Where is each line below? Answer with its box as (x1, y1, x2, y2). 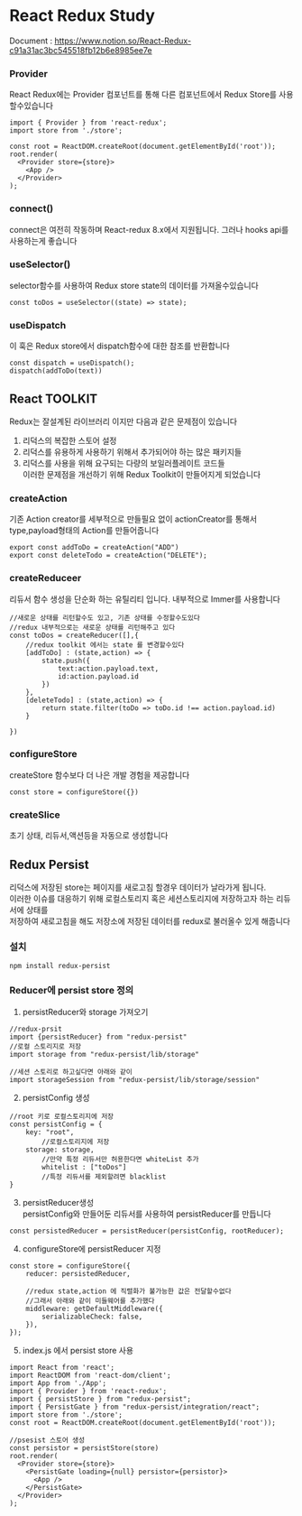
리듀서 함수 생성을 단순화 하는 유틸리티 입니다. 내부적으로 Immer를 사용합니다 (9, 593, 281, 605)
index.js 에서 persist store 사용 (22, 1345, 133, 1355)
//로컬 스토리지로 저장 (9, 1041, 82, 1051)
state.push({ (41, 656, 91, 665)
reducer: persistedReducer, (25, 1269, 131, 1278)
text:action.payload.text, (57, 664, 160, 673)
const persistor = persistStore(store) (9, 1443, 160, 1453)
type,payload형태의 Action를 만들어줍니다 (9, 525, 160, 536)
